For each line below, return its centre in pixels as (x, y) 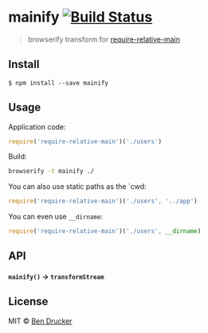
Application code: (37, 126)
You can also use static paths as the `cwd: (77, 187)
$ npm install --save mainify (59, 83)
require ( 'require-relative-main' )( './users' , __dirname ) (105, 231)
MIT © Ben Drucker (41, 321)
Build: (18, 157)
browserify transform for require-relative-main (104, 39)
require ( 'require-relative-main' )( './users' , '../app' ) (103, 201)
